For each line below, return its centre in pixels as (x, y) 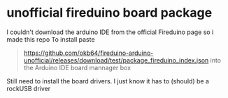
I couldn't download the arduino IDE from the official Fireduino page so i (110, 32)
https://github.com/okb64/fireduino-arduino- (88, 53)
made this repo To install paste (51, 39)
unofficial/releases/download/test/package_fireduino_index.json (116, 60)
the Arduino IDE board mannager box (77, 67)
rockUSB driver (29, 88)
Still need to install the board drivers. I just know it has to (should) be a (108, 81)
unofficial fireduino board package (109, 13)
